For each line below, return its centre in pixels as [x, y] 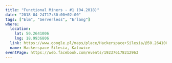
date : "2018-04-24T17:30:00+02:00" [43, 15]
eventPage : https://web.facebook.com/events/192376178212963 [72, 52]
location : [20, 29]
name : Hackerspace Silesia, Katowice [50, 48]
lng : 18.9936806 [32, 39]
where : [12, 24]
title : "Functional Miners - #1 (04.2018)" [52, 10]
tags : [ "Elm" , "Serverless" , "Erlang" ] [48, 19]
